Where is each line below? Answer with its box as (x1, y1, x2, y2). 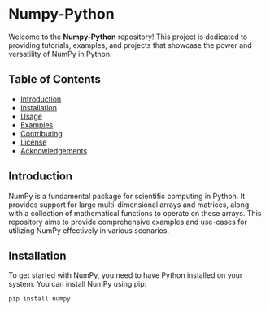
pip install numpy (8, 295, 71, 303)
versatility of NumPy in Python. (8, 49, 112, 58)
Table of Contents (8, 72, 102, 86)
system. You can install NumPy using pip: (8, 279, 147, 289)
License (20, 137, 47, 147)
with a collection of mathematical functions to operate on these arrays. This (8, 208, 262, 218)
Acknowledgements (20, 145, 88, 155)
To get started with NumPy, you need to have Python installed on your (8, 270, 243, 280)
